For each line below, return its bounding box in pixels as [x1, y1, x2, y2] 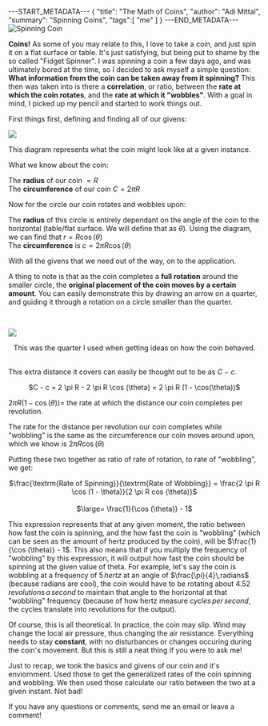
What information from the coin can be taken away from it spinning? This [8, 74, 256, 82]
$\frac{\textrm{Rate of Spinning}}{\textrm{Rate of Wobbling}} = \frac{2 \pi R [9, 479, 260, 488]
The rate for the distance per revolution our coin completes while [8, 422, 222, 431]
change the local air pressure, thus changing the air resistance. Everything [8, 628, 254, 638]
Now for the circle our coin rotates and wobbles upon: [8, 200, 186, 209]
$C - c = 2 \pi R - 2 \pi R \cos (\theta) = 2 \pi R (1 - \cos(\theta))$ [28, 383, 241, 392]
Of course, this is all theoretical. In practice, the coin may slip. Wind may [8, 620, 246, 629]
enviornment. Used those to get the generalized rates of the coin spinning [8, 669, 252, 679]
